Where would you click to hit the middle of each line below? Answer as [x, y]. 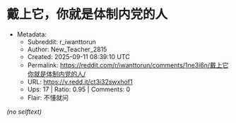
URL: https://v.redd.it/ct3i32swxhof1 [80, 82]
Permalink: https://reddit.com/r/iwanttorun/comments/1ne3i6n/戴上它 [128, 65]
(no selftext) [24, 111]
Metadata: [32, 34]
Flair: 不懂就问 [48, 97]
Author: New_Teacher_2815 [67, 49]
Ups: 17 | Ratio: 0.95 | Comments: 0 [79, 89]
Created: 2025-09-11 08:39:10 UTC [78, 56]
